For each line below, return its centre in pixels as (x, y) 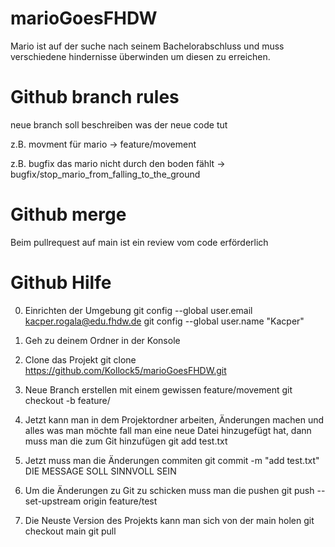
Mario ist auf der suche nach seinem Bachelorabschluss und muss (147, 46)
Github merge (68, 214)
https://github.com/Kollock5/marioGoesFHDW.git (125, 370)
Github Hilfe (61, 283)
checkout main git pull (70, 531)
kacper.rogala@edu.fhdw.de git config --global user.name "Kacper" (164, 321)
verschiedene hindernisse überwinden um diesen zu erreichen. (140, 56)
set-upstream (53, 501)
